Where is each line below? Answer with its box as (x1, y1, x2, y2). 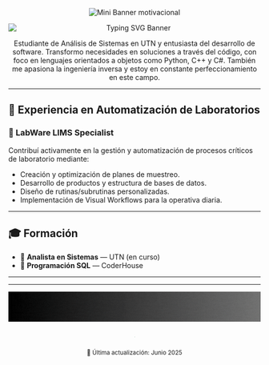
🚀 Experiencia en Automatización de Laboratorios (8, 103, 260, 117)
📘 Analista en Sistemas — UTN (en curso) (19, 252, 160, 262)
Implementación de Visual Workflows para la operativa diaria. (19, 195, 223, 204)
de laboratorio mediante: (8, 154, 90, 163)
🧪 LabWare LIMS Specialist (8, 127, 114, 138)
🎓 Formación (8, 227, 78, 240)
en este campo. (109, 73, 160, 82)
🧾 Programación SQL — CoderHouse (19, 260, 144, 270)
